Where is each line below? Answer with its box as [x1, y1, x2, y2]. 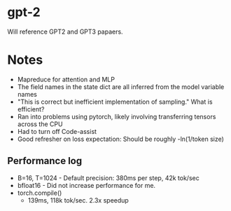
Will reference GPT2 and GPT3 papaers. [7, 27, 124, 36]
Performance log [7, 155, 83, 167]
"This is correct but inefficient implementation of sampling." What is [17, 97, 213, 106]
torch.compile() [17, 189, 62, 197]
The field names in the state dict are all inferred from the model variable [17, 82, 225, 91]
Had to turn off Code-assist [17, 127, 97, 135]
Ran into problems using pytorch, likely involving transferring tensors [17, 112, 216, 121]
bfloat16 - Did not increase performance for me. [17, 181, 156, 189]
